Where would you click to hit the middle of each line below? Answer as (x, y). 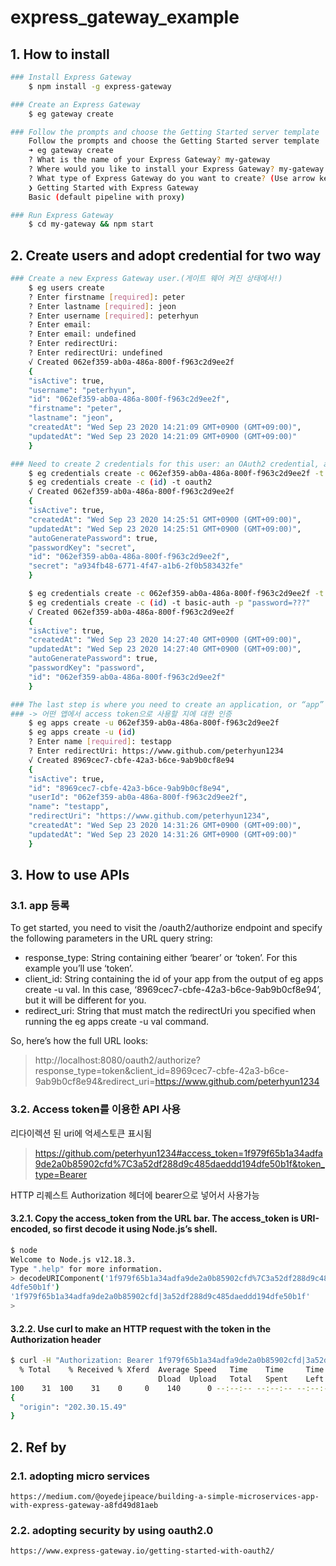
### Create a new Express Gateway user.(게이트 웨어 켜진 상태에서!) (146, 279)
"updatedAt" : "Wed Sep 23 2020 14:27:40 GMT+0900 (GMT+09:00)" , (165, 649)
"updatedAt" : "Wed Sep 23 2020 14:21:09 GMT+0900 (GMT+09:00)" (163, 436)
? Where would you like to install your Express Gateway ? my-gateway (176, 169)
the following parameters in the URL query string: (111, 938)
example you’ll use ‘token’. (79, 968)
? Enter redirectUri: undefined (95, 353)
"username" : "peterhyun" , (82, 390)
